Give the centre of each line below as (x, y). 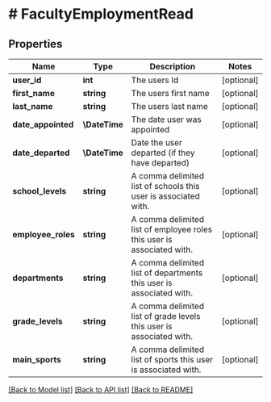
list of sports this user (172, 360)
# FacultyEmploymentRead (101, 14)
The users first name (170, 93)
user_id (27, 80)
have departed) (160, 163)
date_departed (41, 153)
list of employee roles (172, 229)
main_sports (37, 360)
